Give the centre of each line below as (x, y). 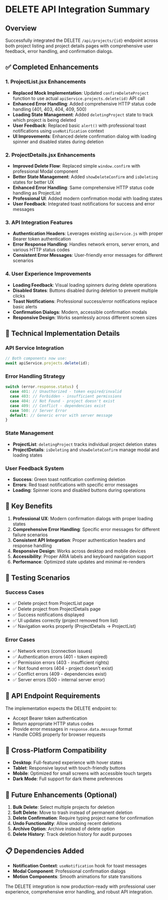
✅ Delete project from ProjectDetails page (57, 609)
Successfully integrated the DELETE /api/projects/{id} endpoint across (82, 40)
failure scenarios (30, 535)
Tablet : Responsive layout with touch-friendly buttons (69, 768)
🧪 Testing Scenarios (38, 578)
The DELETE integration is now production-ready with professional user (81, 886)
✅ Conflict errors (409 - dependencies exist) (60, 674)
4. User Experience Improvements (48, 274)
